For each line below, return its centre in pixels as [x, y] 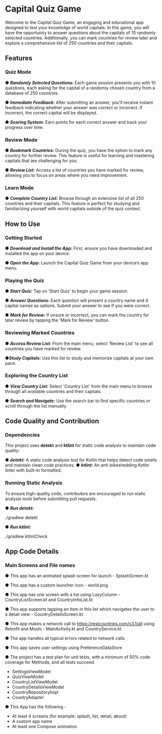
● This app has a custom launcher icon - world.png [57, 585]
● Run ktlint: [18, 527]
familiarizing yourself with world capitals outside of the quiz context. [73, 209]
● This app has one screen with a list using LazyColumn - [63, 595]
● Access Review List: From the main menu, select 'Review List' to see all [79, 343]
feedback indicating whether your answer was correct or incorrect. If [74, 107]
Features [19, 58]
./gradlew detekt [21, 517]
